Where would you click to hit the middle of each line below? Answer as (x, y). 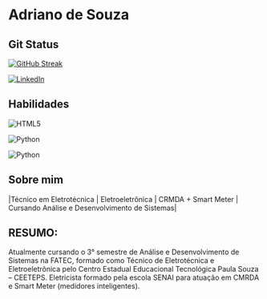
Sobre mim (36, 180)
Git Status (34, 44)
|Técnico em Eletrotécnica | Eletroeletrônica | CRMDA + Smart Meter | (123, 199)
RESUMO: (33, 233)
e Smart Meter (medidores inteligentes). (74, 286)
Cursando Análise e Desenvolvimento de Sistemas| (93, 208)
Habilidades (39, 105)
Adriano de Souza (69, 15)
